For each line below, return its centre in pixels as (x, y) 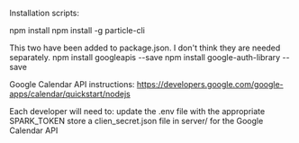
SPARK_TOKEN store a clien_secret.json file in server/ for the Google (136, 121)
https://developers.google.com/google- (210, 84)
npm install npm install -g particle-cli (77, 30)
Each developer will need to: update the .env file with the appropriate (137, 111)
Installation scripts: (44, 13)
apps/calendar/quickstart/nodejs (70, 94)
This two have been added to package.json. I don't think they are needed (145, 48)
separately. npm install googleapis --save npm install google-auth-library (145, 57)
